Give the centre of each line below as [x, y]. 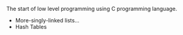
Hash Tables [31, 27]
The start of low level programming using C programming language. [92, 9]
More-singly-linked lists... [47, 20]
